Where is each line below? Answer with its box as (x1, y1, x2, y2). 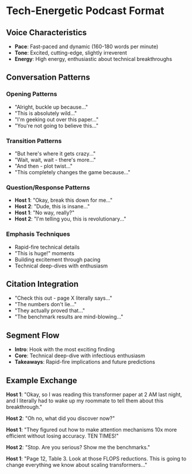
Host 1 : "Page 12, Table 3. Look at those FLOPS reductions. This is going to (6, 455, 187, 462)
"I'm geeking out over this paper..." (14, 116, 99, 123)
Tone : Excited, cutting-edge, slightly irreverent (14, 49, 128, 56)
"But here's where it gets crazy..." (14, 150, 96, 157)
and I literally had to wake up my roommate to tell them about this (6, 397, 164, 404)
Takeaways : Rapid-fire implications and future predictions (14, 358, 155, 365)
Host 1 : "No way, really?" (14, 209, 75, 216)
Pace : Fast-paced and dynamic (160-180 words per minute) (14, 43, 159, 50)
